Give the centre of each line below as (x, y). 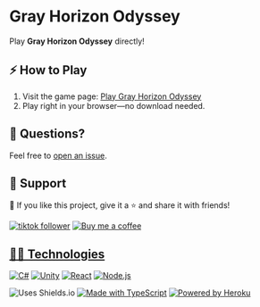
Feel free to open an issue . (58, 155)
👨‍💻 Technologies (57, 254)
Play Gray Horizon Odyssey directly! (77, 41)
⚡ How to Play (48, 70)
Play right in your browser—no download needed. (113, 105)
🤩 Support (38, 183)
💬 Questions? (47, 134)
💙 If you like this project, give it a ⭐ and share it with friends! (120, 205)
